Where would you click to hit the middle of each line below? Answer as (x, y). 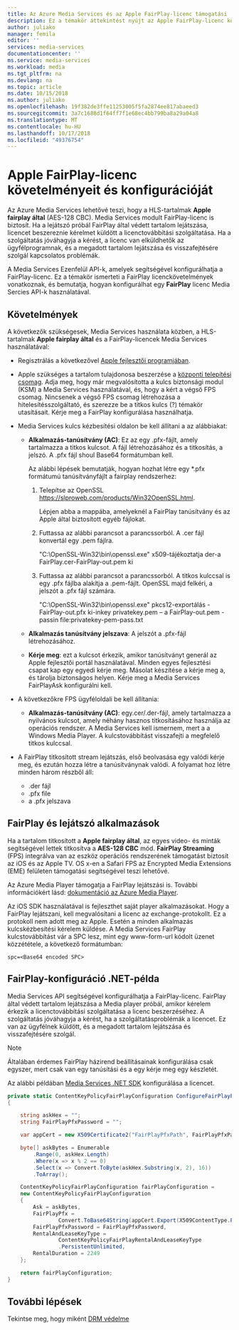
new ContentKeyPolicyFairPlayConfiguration (86, 1194)
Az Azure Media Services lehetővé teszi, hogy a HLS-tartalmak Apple (109, 210)
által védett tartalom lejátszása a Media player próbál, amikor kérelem (109, 1004)
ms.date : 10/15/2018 (38, 93)
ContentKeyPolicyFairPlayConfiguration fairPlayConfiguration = (117, 1187)
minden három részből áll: (55, 772)
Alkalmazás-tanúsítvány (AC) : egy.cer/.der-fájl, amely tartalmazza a (129, 713)
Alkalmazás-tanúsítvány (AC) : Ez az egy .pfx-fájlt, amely (113, 440)
